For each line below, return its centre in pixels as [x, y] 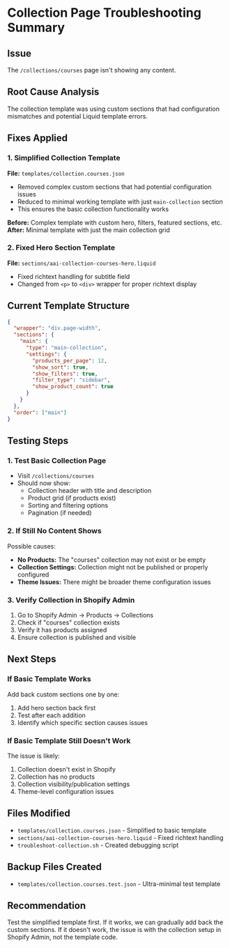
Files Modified [39, 813]
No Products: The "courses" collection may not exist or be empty [112, 560]
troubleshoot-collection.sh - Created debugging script [98, 845]
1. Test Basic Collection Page [57, 460]
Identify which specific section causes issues [83, 722]
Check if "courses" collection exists [69, 622]
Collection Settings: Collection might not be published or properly [113, 567]
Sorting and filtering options [68, 505]
